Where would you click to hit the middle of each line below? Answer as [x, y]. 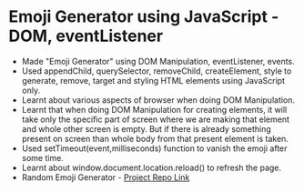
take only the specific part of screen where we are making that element [156, 119]
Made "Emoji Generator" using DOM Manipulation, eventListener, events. [158, 61]
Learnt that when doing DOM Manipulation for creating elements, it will [154, 109]
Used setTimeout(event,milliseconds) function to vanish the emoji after [154, 148]
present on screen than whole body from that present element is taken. [155, 138]
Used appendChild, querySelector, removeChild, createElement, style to [157, 71]
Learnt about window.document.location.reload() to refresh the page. [152, 167]
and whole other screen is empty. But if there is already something [146, 128]
